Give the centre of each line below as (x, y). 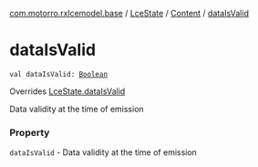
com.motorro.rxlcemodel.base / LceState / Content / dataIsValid (129, 13)
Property (30, 132)
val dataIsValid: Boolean (58, 74)
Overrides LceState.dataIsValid (67, 91)
